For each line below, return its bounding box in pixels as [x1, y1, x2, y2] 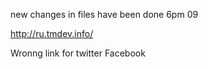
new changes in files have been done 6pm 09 [10, 9, 199, 20]
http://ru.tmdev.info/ [10, 28, 94, 39]
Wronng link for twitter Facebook [10, 47, 146, 59]
